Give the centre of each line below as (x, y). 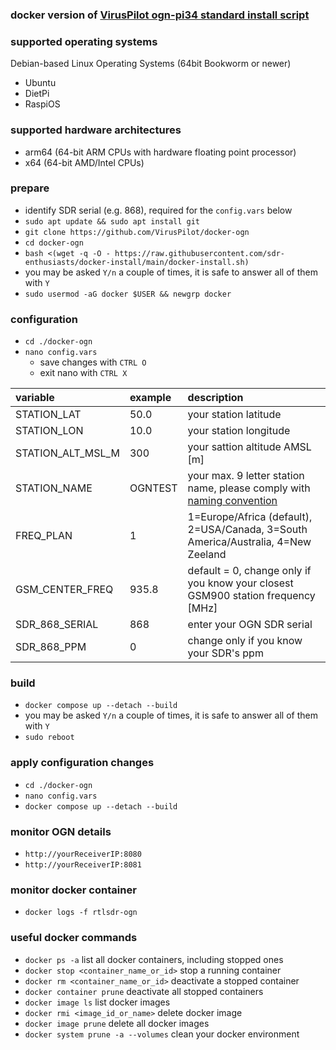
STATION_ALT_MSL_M (67, 453)
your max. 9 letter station (246, 476)
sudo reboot (49, 738)
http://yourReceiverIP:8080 (83, 854)
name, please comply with (249, 488)
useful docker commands (74, 938)
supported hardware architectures (96, 130)
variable (35, 398)
